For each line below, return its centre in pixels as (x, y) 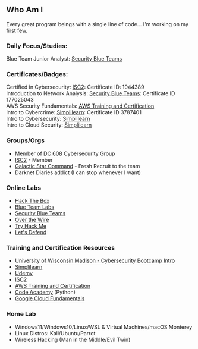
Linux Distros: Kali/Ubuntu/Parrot (55, 333)
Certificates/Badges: (37, 74)
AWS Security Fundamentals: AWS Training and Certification (80, 106)
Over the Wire (32, 220)
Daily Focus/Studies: (37, 46)
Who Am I (25, 10)
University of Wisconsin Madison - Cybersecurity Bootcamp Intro (95, 260)
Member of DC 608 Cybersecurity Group (65, 153)
